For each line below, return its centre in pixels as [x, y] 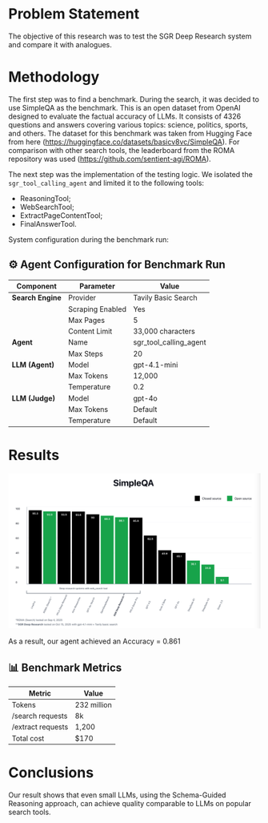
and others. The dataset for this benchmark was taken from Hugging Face [130, 133]
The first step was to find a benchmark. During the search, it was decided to [134, 99]
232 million [93, 704]
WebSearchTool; [47, 207]
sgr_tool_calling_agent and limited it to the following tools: [106, 183]
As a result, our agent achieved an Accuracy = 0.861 [94, 641]
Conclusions [51, 773]
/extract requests [40, 727]
